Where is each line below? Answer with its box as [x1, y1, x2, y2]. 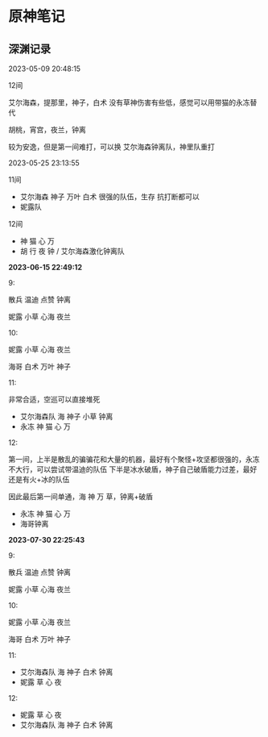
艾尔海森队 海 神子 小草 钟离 [19, 412, 113, 421]
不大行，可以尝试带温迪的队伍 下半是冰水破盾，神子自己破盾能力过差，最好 [8, 464, 258, 474]
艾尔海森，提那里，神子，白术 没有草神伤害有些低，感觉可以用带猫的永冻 [8, 98, 250, 107]
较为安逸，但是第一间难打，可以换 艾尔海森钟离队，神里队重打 [8, 142, 215, 152]
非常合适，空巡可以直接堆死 [8, 394, 101, 404]
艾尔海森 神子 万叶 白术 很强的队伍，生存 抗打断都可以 [19, 192, 200, 202]
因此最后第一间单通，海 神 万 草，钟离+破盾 [8, 492, 154, 501]
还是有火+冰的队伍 [8, 475, 70, 484]
